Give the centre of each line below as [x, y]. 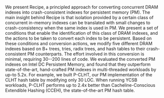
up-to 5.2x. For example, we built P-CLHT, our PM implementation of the [79, 75]
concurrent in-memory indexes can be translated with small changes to [78, 23]
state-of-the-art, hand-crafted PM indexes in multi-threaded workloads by [81, 70]
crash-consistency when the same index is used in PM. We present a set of [82, 28]
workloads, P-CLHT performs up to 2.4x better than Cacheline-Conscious [80, 85]
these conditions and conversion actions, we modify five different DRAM [79, 43]
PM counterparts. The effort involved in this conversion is [86, 54]
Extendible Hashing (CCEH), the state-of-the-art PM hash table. [70, 90]
